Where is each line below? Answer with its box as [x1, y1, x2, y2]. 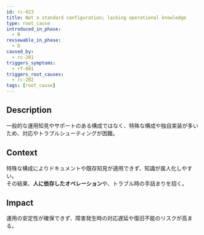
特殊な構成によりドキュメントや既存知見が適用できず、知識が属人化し [6, 164, 182, 172]
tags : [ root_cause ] [6, 83, 56, 89]
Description [6, 105, 52, 116]
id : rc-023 [6, 9, 34, 15]
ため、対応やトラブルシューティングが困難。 [6, 129, 119, 137]
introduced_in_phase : [6, 26, 62, 32]
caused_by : [6, 49, 34, 55]
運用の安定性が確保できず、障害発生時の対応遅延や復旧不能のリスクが [6, 214, 183, 222]
